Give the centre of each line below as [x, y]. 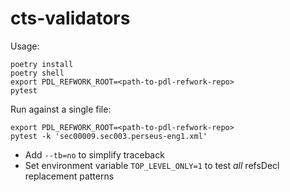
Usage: [25, 46]
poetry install [42, 64]
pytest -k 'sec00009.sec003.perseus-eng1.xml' [109, 136]
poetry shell [37, 73]
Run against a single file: [61, 109]
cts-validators [70, 18]
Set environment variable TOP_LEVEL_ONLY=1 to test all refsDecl [152, 165]
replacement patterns [69, 176]
